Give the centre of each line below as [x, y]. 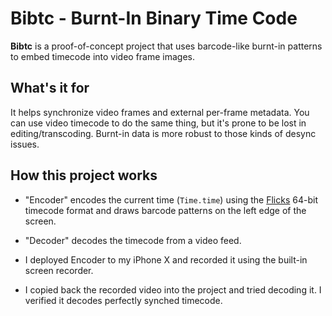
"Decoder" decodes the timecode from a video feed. [133, 240]
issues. [25, 144]
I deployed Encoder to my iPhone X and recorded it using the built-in [166, 259]
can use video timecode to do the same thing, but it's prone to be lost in [158, 123]
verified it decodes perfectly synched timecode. [123, 300]
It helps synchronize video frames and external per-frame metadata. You [160, 112]
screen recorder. [59, 270]
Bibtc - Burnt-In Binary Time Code [154, 18]
